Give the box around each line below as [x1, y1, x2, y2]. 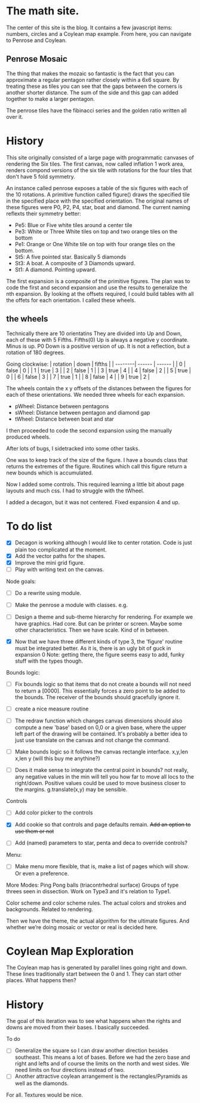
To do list [6, 519, 53, 533]
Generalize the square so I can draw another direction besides [14, 1047, 168, 1054]
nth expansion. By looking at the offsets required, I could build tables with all [6, 290, 194, 297]
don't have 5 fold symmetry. [6, 173, 76, 180]
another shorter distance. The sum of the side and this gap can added [6, 88, 179, 96]
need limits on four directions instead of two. [14, 1067, 125, 1074]
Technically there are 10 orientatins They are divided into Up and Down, [6, 330, 182, 337]
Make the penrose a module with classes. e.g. [14, 601, 128, 608]
